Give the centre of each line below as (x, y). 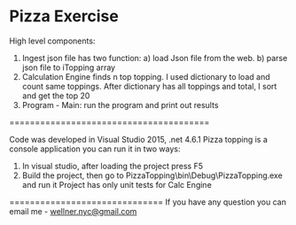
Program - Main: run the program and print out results (120, 105)
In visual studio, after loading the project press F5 (113, 166)
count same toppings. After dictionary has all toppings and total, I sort (149, 86)
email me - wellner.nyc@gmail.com (73, 211)
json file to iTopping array (69, 67)
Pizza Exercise (64, 16)
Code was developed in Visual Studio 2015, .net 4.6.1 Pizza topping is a (139, 139)
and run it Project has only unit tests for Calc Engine (117, 184)
